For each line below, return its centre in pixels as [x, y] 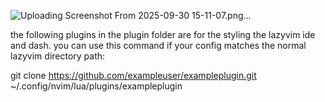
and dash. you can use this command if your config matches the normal [158, 45]
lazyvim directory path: [58, 56]
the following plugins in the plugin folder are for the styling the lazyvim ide [163, 34]
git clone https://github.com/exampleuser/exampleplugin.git [133, 75]
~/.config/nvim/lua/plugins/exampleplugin [96, 86]
